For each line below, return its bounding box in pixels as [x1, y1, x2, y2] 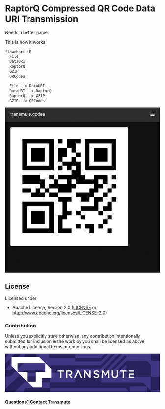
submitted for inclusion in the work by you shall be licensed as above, [5, 338, 146, 344]
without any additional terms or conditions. [5, 344, 92, 350]
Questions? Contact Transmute [5, 399, 71, 405]
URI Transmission [5, 13, 79, 25]
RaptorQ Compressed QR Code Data [5, 3, 156, 14]
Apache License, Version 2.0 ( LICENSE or [12, 305, 97, 311]
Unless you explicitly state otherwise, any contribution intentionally [5, 333, 140, 339]
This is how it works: [5, 39, 47, 45]
